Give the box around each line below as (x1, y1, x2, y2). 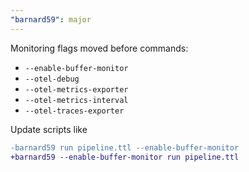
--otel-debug (24, 74, 80, 84)
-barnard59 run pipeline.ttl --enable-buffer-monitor (10, 142, 240, 153)
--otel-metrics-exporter (24, 84, 129, 95)
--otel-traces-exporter (24, 106, 125, 116)
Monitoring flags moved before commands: (10, 42, 189, 54)
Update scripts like (10, 123, 88, 135)
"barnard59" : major (10, 14, 92, 25)
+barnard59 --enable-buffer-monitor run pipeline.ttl (10, 152, 240, 162)
